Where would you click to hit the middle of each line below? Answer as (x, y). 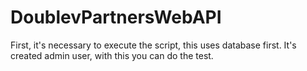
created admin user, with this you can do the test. (112, 55)
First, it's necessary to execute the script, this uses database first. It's (153, 45)
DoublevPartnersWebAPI (116, 17)
